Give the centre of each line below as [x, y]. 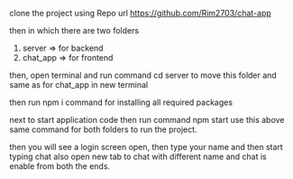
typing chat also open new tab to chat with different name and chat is [138, 156]
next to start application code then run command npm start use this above [147, 120]
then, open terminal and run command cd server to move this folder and [143, 75]
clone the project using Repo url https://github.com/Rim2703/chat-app [141, 13]
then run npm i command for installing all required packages [121, 102]
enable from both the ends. [60, 166]
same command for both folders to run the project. [103, 129]
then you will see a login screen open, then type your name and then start [146, 147]
